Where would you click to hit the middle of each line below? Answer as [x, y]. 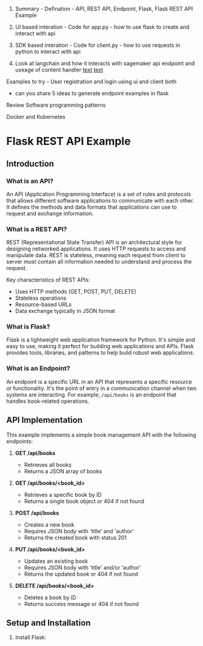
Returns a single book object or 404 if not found [84, 501]
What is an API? [30, 181]
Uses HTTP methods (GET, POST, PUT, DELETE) [75, 292]
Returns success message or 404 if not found [82, 604]
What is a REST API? [37, 229]
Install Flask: [31, 638]
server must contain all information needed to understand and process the [99, 262]
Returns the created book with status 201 [75, 537]
